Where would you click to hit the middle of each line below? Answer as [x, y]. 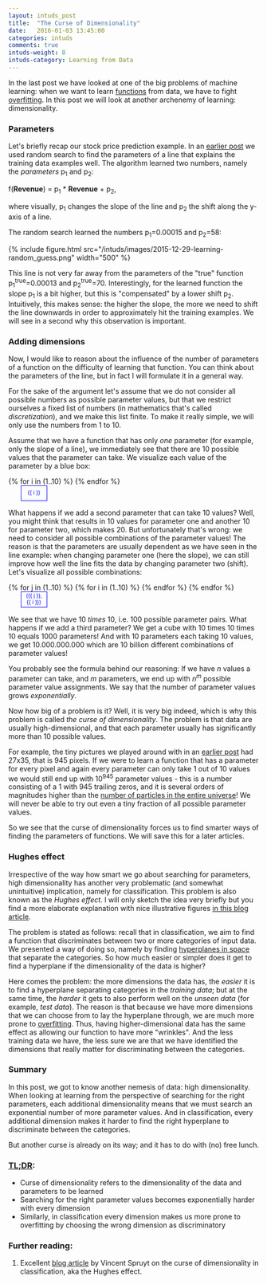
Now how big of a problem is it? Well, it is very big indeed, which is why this [133, 711]
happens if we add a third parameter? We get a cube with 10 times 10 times [132, 627]
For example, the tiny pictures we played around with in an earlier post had [131, 752]
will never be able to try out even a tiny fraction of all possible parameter [127, 804]
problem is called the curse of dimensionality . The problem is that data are [130, 719]
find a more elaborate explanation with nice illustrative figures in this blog [128, 908]
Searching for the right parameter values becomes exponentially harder [137, 1200]
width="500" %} [104, 258]
